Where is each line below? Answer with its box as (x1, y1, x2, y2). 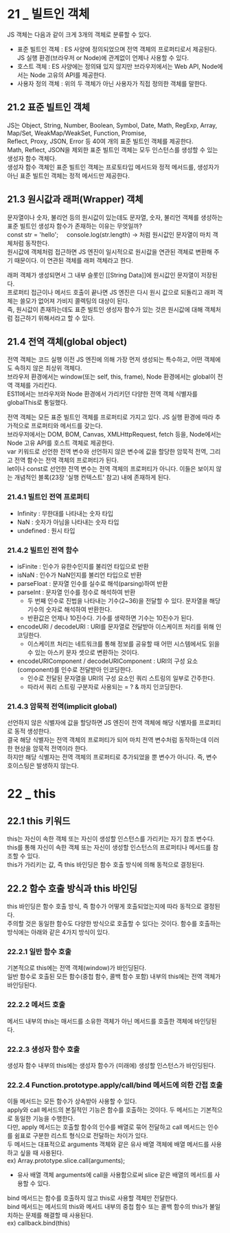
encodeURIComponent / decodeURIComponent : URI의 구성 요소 (16, 657, 198, 665)
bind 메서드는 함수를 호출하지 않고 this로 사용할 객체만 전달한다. (7, 1194, 179, 1202)
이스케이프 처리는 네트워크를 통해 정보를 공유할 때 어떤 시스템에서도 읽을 (27, 640, 220, 648)
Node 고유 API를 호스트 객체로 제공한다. (7, 439, 115, 447)
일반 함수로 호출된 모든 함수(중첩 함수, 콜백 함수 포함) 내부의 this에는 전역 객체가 (7, 972, 221, 981)
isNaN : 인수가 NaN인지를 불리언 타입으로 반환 (16, 571, 142, 579)
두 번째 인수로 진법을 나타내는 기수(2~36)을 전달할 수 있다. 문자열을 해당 (27, 596, 221, 604)
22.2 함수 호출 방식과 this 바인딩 (7, 883, 138, 894)
